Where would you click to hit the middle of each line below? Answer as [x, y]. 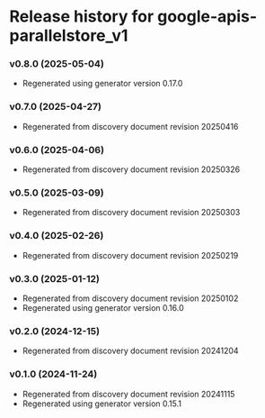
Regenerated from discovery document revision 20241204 [131, 351]
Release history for [82, 17]
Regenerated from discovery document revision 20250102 [130, 298]
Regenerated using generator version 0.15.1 [102, 404]
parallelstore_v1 [69, 36]
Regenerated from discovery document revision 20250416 [130, 126]
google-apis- [207, 17]
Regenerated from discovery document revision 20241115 [128, 394]
